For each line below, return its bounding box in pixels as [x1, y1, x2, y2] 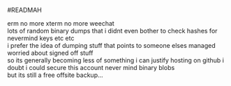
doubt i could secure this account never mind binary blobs [7, 64, 175, 71]
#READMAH [7, 6, 42, 14]
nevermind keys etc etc [7, 34, 75, 42]
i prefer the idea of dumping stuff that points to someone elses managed [7, 42, 216, 49]
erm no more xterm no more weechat [7, 19, 115, 27]
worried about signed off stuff [7, 49, 94, 57]
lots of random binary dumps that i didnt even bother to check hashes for [7, 27, 218, 35]
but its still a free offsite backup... [7, 71, 103, 79]
